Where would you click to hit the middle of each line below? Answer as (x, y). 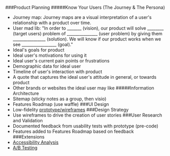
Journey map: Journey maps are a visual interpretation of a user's (82, 17)
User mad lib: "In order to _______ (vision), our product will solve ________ (88, 28)
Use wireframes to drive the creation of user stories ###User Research (87, 115)
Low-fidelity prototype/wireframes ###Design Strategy (71, 110)
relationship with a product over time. (52, 23)
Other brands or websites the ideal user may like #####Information (83, 88)
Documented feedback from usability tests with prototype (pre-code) (86, 126)
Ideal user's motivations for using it (50, 55)
